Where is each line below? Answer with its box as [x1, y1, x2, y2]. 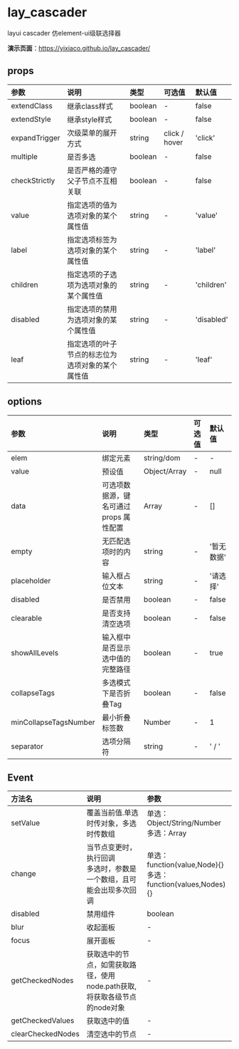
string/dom [143, 453, 181, 463]
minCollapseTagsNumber [11, 717, 95, 727]
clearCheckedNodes [11, 1029, 80, 1039]
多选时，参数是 [86, 864, 137, 874]
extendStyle [11, 114, 51, 124]
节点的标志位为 [67, 350, 117, 360]
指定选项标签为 [67, 234, 117, 244]
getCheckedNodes [11, 976, 74, 986]
